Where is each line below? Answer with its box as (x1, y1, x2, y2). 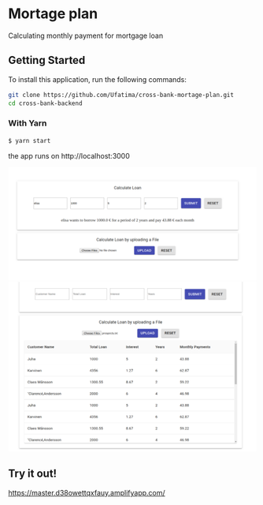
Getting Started (8, 54, 86, 67)
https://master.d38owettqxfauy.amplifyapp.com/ (8, 488, 165, 497)
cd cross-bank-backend (8, 99, 83, 107)
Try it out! (8, 467, 57, 481)
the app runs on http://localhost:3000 (8, 151, 130, 160)
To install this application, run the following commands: (8, 74, 187, 84)
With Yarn (8, 118, 47, 129)
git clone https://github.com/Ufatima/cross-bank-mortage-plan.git (8, 91, 235, 99)
